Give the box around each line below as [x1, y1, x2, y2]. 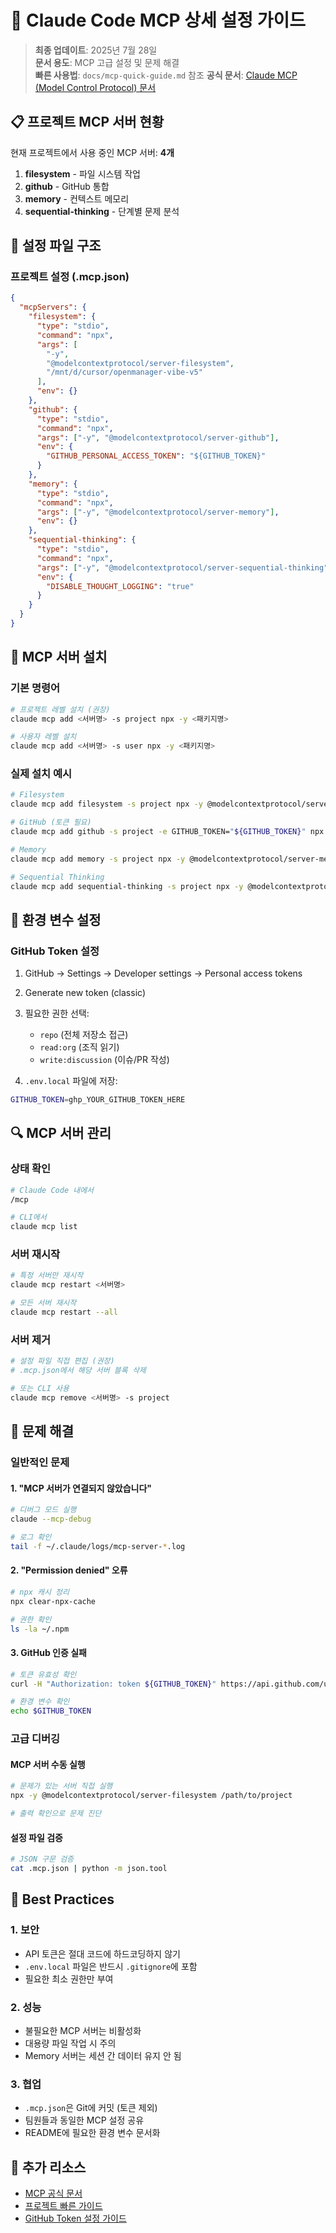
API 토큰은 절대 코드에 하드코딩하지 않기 [24, 1947, 181, 1960]
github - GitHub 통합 [24, 180, 110, 192]
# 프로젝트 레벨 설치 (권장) [10, 704, 111, 715]
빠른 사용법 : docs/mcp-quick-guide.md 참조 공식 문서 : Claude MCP [34, 69, 298, 81]
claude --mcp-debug [10, 1514, 92, 1525]
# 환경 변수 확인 [10, 1697, 70, 1707]
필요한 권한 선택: [24, 1007, 90, 1020]
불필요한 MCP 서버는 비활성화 [24, 2024, 142, 2036]
